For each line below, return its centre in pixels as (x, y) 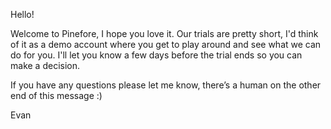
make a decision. (45, 65)
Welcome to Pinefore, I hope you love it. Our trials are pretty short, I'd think (164, 33)
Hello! (22, 14)
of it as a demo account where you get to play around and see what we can (166, 44)
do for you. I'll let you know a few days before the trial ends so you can (156, 55)
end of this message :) (56, 95)
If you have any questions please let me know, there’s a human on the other (166, 85)
